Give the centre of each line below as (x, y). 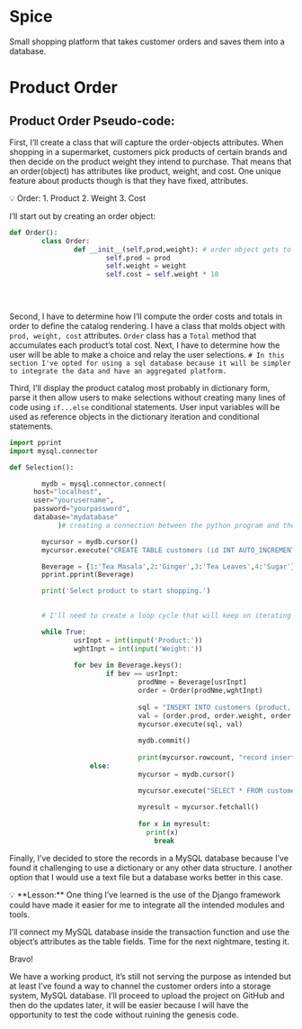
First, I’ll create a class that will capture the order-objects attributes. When (147, 142)
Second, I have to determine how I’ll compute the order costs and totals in (146, 316)
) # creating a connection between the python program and (168, 525)
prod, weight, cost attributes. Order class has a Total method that (133, 335)
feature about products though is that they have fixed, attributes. (129, 180)
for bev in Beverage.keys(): (128, 665)
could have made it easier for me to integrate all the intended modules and (147, 905)
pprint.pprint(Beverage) (88, 575)
